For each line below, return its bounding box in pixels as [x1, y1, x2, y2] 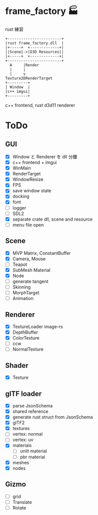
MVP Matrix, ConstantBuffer [12, 250, 71, 256]
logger [12, 204, 27, 211]
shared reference [12, 408, 49, 414]
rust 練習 [5, 26, 24, 32]
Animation [12, 295, 34, 301]
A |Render [10, 62, 39, 67]
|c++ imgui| [5, 89, 30, 94]
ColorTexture [12, 335, 40, 341]
